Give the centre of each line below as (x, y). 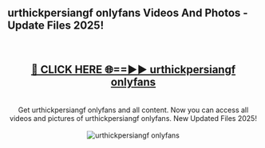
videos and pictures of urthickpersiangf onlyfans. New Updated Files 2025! (133, 118)
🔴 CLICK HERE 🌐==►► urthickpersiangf (133, 70)
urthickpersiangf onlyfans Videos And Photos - (128, 13)
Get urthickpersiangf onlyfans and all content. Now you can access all (133, 110)
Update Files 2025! (56, 26)
